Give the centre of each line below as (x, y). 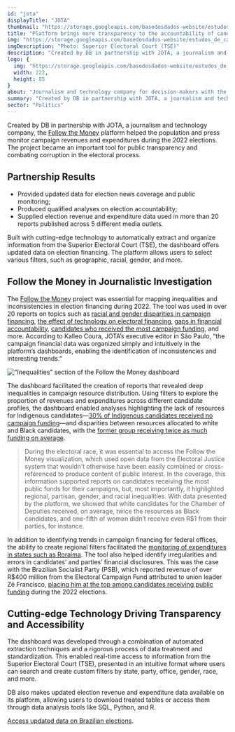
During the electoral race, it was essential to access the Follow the (120, 451)
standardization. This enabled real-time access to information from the (109, 656)
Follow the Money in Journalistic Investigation (110, 282)
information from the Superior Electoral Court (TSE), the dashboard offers (113, 245)
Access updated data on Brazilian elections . (71, 721)
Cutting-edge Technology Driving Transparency (114, 614)
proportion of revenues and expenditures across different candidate (105, 400)
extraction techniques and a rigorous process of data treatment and (105, 649)
